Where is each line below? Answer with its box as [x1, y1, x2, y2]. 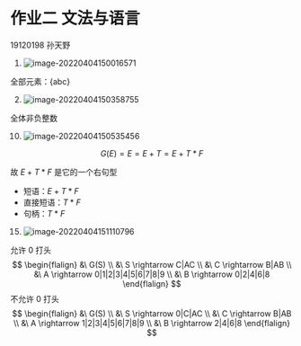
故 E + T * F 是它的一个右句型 [10, 166, 118, 177]
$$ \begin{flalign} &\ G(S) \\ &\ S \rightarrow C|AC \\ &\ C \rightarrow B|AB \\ [12, 259, 292, 270]
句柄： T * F [22, 208, 66, 218]
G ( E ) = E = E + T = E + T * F [100, 147, 204, 158]
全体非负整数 [10, 112, 58, 123]
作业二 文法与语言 [10, 8, 140, 29]
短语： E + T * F [22, 185, 79, 196]
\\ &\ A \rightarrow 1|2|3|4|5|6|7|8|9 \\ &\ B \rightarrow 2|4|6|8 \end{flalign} [13, 317, 291, 328]
